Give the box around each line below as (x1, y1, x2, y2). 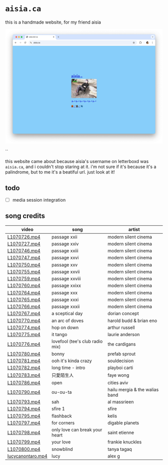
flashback (51, 413, 72, 419)
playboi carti (107, 365, 133, 371)
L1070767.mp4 (7, 311, 41, 317)
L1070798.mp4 (7, 429, 41, 435)
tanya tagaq (107, 446, 132, 452)
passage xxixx (51, 282, 81, 288)
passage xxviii (51, 276, 81, 282)
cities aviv (107, 379, 128, 386)
